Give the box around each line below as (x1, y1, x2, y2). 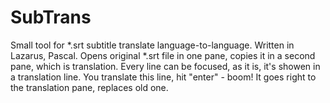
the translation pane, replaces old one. (10, 81, 169, 93)
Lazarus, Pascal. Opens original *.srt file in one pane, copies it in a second (10, 49, 316, 61)
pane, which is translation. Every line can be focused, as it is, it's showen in (10, 60, 321, 72)
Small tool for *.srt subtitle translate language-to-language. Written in (10, 39, 295, 51)
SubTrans (10, 6, 92, 29)
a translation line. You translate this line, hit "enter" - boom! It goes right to (10, 71, 317, 83)
